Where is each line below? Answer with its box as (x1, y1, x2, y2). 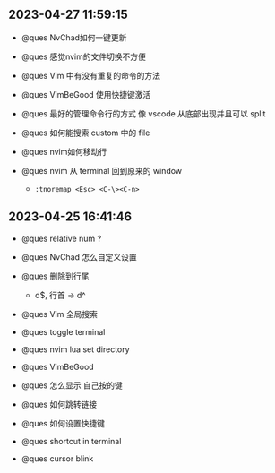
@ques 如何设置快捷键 (21, 417, 105, 428)
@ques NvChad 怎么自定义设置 (21, 251, 138, 262)
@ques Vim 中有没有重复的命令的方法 (21, 70, 160, 81)
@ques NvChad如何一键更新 (21, 31, 127, 43)
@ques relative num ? (21, 233, 102, 244)
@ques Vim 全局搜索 (21, 308, 98, 319)
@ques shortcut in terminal (21, 435, 122, 446)
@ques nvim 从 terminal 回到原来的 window (21, 165, 183, 176)
